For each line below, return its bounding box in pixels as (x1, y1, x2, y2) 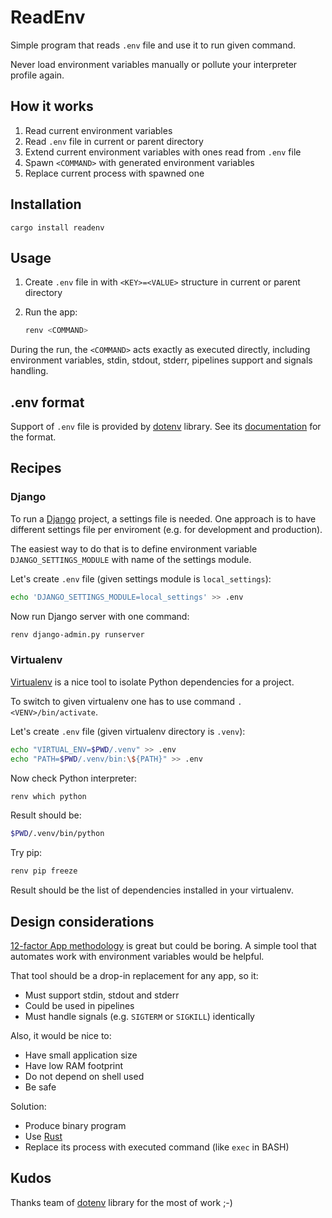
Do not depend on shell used (24, 1070, 145, 1082)
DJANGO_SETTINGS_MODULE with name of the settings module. (10, 553, 252, 565)
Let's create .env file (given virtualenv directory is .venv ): (10, 725, 246, 737)
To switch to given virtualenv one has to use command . (10, 695, 243, 707)
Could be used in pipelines (24, 999, 135, 1011)
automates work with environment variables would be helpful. (10, 950, 265, 962)
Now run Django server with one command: (10, 610, 190, 622)
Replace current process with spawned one (24, 167, 205, 179)
